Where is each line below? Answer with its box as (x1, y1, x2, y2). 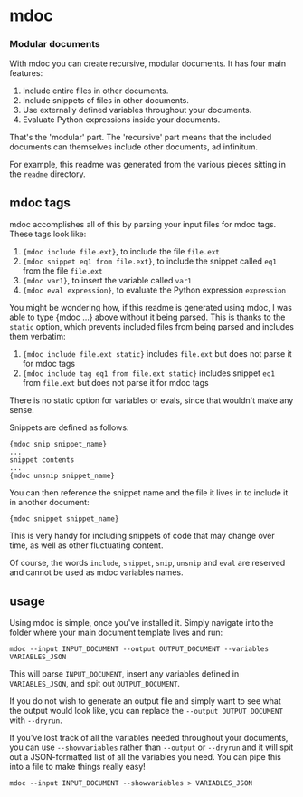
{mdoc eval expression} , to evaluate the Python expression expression (22, 284, 287, 295)
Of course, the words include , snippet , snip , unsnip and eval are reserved (9, 558, 286, 569)
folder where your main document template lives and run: (9, 627, 223, 639)
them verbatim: (9, 331, 66, 342)
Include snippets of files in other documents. (22, 95, 190, 106)
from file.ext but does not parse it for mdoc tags (22, 378, 210, 389)
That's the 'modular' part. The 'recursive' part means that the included (9, 132, 272, 143)
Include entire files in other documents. (22, 85, 169, 96)
